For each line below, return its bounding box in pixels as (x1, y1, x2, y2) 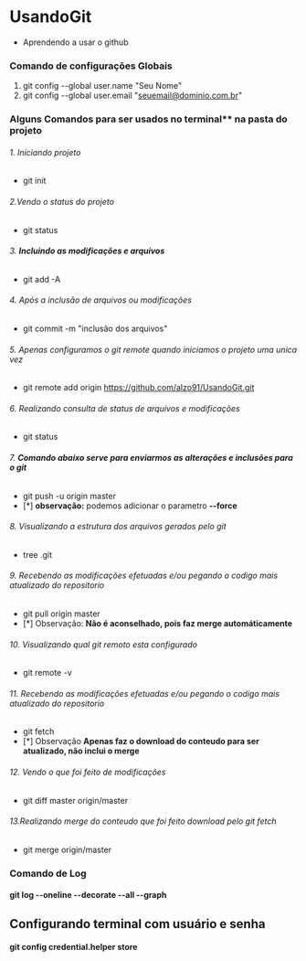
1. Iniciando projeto (9, 146, 81, 157)
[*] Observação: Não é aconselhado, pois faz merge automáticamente (22, 617, 293, 628)
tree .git (22, 549, 53, 560)
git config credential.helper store (9, 942, 138, 953)
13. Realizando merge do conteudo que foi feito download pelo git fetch (9, 816, 277, 827)
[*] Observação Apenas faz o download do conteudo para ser (22, 736, 260, 747)
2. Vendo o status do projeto (9, 196, 115, 207)
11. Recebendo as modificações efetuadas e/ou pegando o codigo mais (9, 688, 280, 699)
